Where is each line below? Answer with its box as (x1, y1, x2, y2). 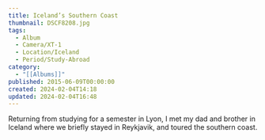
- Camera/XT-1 (15, 41, 62, 49)
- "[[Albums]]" (15, 70, 66, 78)
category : (8, 63, 41, 71)
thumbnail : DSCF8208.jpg (8, 19, 90, 27)
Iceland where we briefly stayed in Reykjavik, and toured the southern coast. (8, 123, 258, 132)
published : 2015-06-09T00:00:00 (8, 78, 115, 85)
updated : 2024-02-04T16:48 (8, 93, 97, 100)
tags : (8, 26, 26, 34)
